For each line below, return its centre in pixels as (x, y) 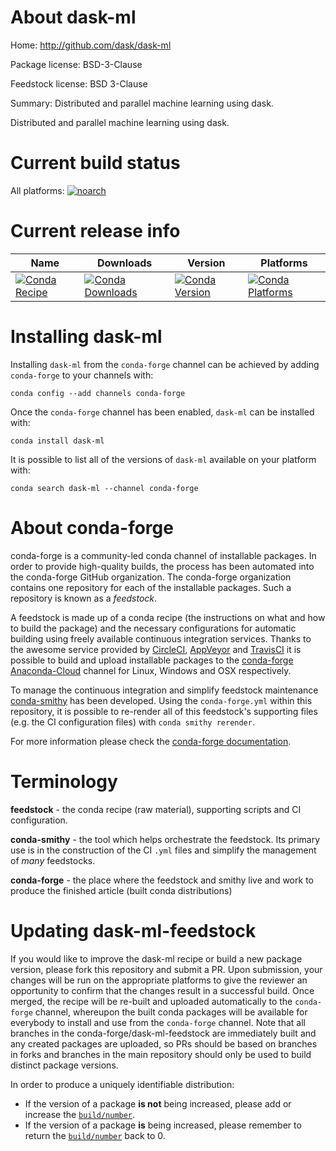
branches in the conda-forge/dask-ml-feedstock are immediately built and (163, 1033)
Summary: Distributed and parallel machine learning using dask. (142, 103)
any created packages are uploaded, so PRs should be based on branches (164, 1043)
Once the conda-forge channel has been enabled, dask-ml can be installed (162, 412)
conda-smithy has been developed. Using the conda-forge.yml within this (161, 700)
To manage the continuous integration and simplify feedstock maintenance (164, 690)
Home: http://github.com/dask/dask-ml (91, 45)
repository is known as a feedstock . (84, 598)
